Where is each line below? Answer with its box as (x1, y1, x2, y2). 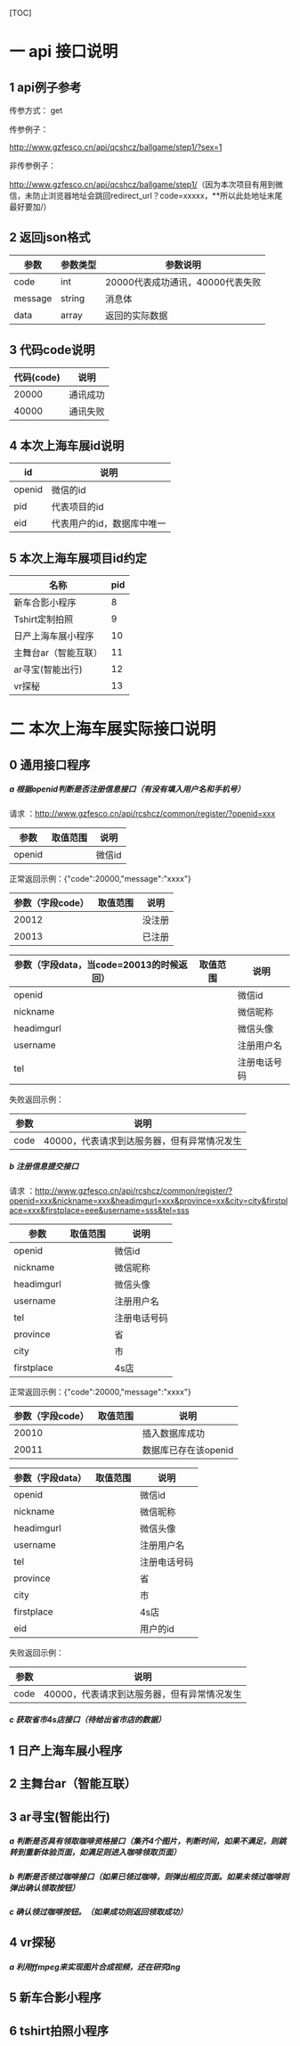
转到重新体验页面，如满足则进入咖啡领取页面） (9, 1847, 181, 1858)
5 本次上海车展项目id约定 (9, 550, 147, 565)
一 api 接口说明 (9, 42, 118, 62)
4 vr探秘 (9, 1935, 56, 1951)
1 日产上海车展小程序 (9, 1743, 123, 1758)
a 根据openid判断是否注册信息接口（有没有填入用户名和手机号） (9, 784, 246, 794)
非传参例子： (9, 160, 56, 170)
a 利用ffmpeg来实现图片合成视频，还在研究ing (9, 1961, 181, 1972)
